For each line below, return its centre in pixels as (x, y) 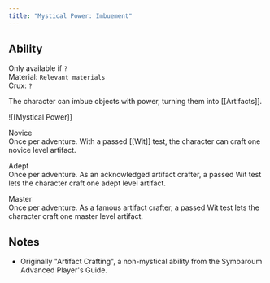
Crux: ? (20, 85)
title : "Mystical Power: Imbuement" (70, 16)
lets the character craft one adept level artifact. (87, 183)
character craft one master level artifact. (76, 216)
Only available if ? (38, 68)
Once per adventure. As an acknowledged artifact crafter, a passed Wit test (135, 175)
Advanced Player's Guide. (64, 270)
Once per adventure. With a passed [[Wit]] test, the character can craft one (135, 141)
